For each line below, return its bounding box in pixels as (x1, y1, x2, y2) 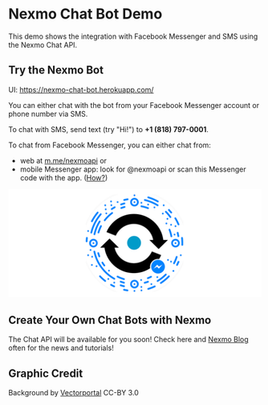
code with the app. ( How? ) (19, 172, 108, 182)
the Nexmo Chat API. (8, 39, 78, 49)
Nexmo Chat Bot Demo (8, 5, 163, 23)
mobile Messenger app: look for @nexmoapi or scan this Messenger (19, 164, 246, 174)
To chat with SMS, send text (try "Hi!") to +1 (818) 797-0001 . (8, 124, 209, 134)
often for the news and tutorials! (8, 343, 115, 353)
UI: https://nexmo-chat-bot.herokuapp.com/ (8, 85, 154, 94)
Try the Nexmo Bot (8, 64, 104, 77)
